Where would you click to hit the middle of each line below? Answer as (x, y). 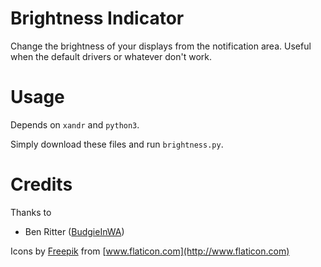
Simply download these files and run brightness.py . (117, 144)
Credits (41, 184)
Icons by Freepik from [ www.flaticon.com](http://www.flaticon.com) (150, 251)
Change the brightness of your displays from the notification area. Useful (161, 46)
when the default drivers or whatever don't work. (111, 56)
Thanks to (31, 212)
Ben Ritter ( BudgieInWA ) (74, 231)
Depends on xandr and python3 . (75, 124)
